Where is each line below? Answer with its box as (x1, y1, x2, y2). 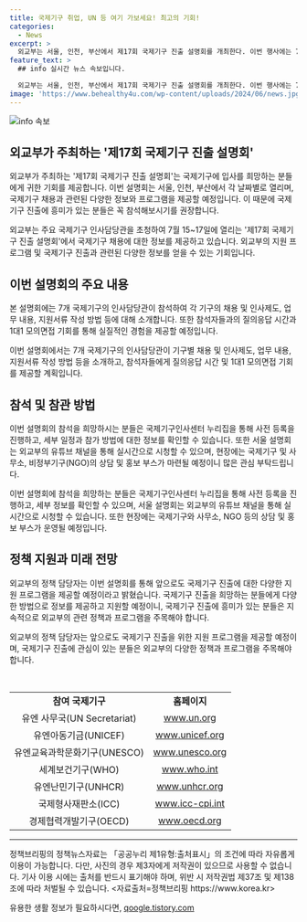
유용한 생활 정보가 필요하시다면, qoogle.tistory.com (9, 902, 195, 913)
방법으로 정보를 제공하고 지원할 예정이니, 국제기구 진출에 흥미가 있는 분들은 (18, 600, 285, 611)
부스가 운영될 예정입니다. (18, 523, 108, 534)
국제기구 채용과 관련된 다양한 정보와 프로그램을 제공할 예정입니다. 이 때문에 (9, 194, 276, 205)
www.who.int (161, 762, 218, 775)
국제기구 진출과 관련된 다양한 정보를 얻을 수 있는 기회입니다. (43, 248, 256, 259)
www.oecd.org (158, 814, 222, 827)
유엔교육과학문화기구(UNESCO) (14, 746, 144, 758)
